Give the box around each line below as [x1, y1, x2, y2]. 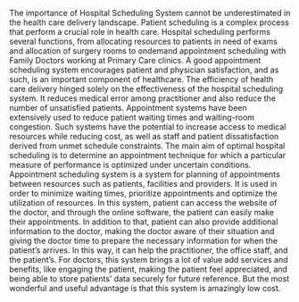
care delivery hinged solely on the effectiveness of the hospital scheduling [9, 84, 284, 94]
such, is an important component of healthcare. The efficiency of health [9, 74, 274, 84]
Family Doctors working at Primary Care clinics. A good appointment [9, 55, 262, 65]
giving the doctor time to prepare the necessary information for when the [9, 236, 278, 246]
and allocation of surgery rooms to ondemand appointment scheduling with [9, 46, 287, 56]
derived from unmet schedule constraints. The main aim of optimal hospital [9, 140, 286, 151]
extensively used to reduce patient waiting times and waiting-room [9, 112, 255, 122]
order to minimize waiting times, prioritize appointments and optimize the [9, 188, 278, 198]
